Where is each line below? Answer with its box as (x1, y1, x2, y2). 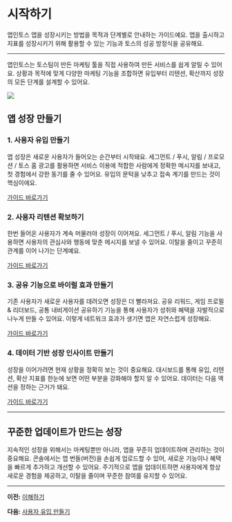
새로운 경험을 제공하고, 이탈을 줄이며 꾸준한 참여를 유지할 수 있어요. (7, 471, 188, 480)
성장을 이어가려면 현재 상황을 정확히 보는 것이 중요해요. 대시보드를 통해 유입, (7, 365, 212, 374)
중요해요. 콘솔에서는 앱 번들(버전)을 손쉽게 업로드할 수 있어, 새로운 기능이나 (7, 454, 209, 462)
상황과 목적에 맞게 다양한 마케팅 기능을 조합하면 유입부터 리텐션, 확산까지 (16, 69, 212, 77)
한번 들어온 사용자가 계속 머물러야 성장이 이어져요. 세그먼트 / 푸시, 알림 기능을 (7, 229, 215, 237)
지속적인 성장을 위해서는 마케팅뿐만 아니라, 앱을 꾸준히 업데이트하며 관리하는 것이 (7, 446, 225, 454)
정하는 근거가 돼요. (19, 382, 70, 391)
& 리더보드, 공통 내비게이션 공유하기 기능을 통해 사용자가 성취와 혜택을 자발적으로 (7, 306, 225, 314)
